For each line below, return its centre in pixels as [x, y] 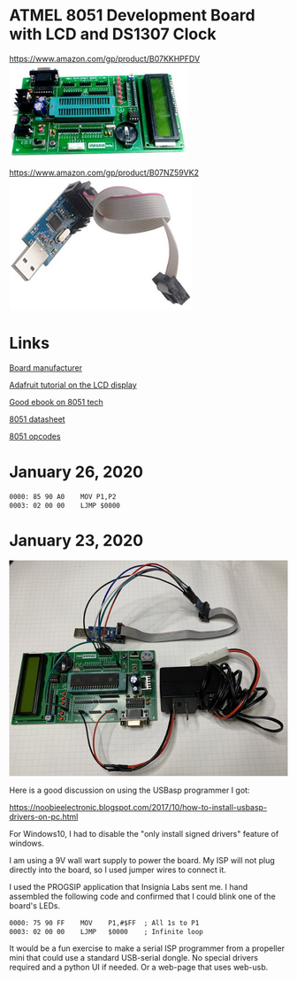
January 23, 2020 [76, 540]
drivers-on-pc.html [44, 817]
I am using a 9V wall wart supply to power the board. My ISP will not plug [142, 861]
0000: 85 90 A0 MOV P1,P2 [63, 496]
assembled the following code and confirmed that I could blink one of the [142, 897]
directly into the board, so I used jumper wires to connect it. [118, 870]
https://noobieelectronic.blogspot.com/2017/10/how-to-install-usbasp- [138, 808]
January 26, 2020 [76, 472]
